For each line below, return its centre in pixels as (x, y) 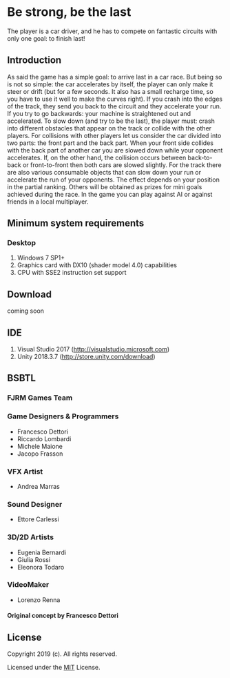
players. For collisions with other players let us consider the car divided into (114, 135)
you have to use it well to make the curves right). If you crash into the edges (115, 99)
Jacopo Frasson (40, 454)
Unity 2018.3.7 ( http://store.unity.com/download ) (86, 357)
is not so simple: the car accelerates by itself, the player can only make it (110, 84)
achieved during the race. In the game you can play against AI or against (110, 194)
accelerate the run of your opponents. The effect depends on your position (114, 180)
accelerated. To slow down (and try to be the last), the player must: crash (111, 121)
